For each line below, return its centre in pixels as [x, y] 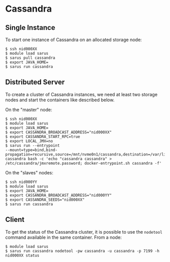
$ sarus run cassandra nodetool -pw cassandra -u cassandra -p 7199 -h [82, 251]
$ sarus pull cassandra [30, 58]
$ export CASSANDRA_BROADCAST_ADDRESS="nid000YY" [59, 195]
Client [15, 220]
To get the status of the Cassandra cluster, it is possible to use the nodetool [84, 232]
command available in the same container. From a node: [63, 237]
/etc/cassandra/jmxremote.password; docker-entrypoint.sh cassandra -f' [83, 163]
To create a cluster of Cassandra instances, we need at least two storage [81, 94]
